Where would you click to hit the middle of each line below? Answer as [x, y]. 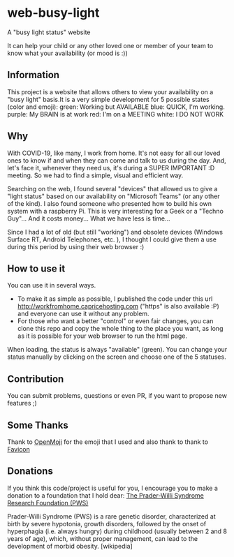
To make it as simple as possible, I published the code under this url [115, 299]
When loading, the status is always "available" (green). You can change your [117, 350]
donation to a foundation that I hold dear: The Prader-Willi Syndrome [105, 495]
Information [34, 75]
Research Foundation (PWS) [48, 503]
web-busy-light [53, 13]
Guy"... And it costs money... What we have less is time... [89, 218]
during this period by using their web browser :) [76, 246]
